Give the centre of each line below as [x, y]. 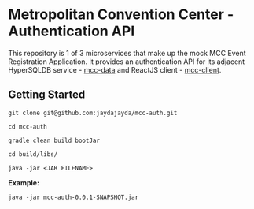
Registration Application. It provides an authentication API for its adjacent [127, 62]
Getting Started [47, 95]
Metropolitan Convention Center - [121, 15]
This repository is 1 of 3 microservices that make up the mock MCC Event [127, 53]
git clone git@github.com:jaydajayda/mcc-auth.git [93, 113]
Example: [24, 182]
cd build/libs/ [33, 154]
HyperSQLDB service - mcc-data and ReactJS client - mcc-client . [115, 69]
